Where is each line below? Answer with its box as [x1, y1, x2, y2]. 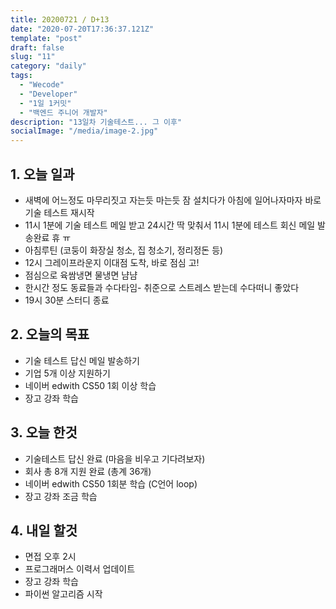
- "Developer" [19, 89, 78, 99]
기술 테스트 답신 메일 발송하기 [24, 354, 140, 366]
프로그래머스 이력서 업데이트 [24, 563, 136, 575]
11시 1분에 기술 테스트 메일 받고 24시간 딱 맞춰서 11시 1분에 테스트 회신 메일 [24, 219, 316, 231]
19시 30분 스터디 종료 [24, 294, 110, 306]
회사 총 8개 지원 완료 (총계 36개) [24, 465, 152, 477]
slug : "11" [10, 52, 56, 62]
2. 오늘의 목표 [10, 326, 90, 343]
